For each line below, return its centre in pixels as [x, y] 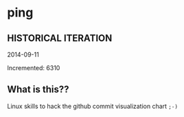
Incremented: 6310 [34, 68]
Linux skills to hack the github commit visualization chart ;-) [93, 106]
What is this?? [38, 90]
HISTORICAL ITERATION [60, 38]
